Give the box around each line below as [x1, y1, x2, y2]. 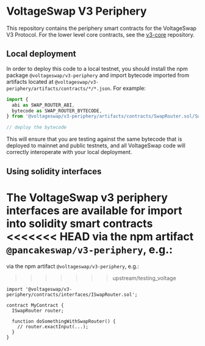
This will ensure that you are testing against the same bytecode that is [6, 136, 182, 143]
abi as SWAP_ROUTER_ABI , [12, 102, 75, 108]
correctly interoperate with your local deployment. [6, 149, 132, 156]
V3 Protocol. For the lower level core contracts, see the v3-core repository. [6, 31, 195, 38]
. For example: [110, 84, 146, 92]
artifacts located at [6, 78, 54, 85]
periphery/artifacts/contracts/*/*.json [6, 86, 111, 92]
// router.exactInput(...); [17, 324, 88, 330]
